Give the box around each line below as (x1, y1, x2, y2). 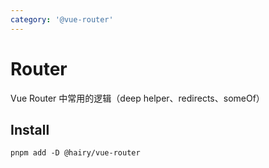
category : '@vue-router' (10, 14, 114, 25)
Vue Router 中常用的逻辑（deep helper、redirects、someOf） (10, 92, 265, 104)
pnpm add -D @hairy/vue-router (10, 148, 141, 158)
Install (10, 121, 50, 138)
